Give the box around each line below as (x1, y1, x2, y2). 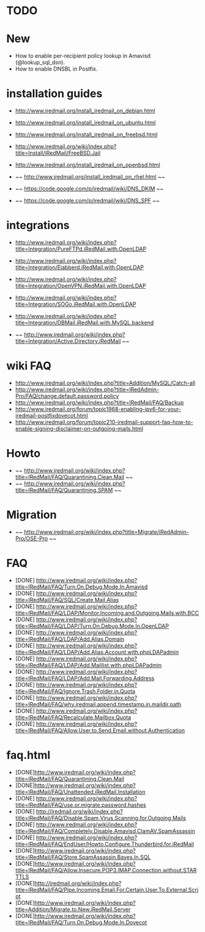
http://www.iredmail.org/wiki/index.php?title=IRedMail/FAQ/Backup (15, 399, 184, 406)
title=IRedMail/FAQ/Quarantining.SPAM (15, 486, 113, 493)
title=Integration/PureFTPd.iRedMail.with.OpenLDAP (15, 245, 147, 253)
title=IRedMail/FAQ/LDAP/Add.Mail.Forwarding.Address (15, 674, 155, 682)
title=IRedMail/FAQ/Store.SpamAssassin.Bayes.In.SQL (15, 853, 151, 861)
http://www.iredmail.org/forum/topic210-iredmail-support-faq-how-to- (15, 418, 194, 426)
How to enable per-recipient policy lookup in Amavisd (15, 52, 151, 60)
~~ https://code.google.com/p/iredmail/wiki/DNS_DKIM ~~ (15, 185, 164, 192)
